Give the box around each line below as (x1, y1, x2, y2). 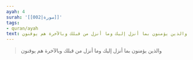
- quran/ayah (6, 25, 39, 31)
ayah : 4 (6, 8, 26, 15)
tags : (6, 20, 20, 26)
